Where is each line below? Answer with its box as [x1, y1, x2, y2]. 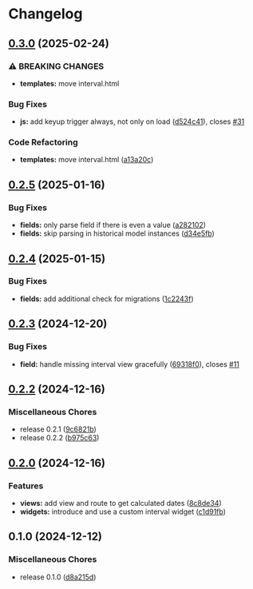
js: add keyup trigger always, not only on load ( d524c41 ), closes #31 [19, 117, 245, 126]
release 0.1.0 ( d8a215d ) [19, 572, 97, 582]
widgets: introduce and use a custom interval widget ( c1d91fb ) [19, 507, 226, 516]
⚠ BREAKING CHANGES [8, 61, 105, 72]
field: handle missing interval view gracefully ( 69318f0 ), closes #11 [19, 359, 239, 368]
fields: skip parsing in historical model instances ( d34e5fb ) [19, 229, 215, 238]
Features [8, 480, 44, 491]
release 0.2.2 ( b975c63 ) [19, 433, 100, 443]
